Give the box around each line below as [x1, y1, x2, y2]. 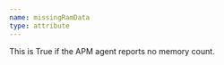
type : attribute [9, 21, 70, 30]
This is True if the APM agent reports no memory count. [9, 45, 215, 56]
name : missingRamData [9, 12, 90, 22]
